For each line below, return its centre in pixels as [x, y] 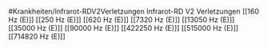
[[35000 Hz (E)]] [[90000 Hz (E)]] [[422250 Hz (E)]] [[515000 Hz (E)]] [124, 28]
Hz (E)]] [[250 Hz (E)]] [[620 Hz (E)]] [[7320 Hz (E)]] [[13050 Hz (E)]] [122, 20]
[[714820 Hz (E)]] [37, 36]
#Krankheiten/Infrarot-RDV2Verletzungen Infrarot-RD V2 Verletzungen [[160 [134, 11]
